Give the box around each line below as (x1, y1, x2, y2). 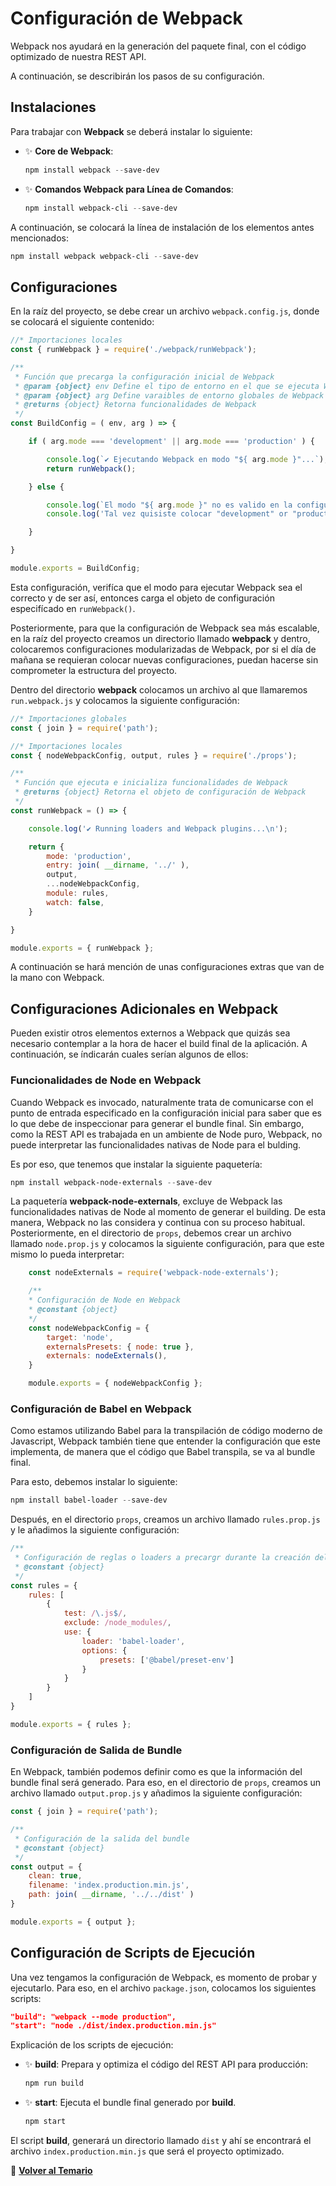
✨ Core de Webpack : (24, 145, 114, 157)
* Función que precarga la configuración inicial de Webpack (14, 372, 275, 382)
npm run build (24, 2078, 84, 2089)
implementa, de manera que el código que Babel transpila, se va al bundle (10, 1446, 316, 1458)
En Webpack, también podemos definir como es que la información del (10, 1766, 303, 1778)
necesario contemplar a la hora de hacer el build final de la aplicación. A (10, 1038, 308, 1050)
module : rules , (46, 888, 110, 899)
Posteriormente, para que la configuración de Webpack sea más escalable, (10, 622, 320, 634)
